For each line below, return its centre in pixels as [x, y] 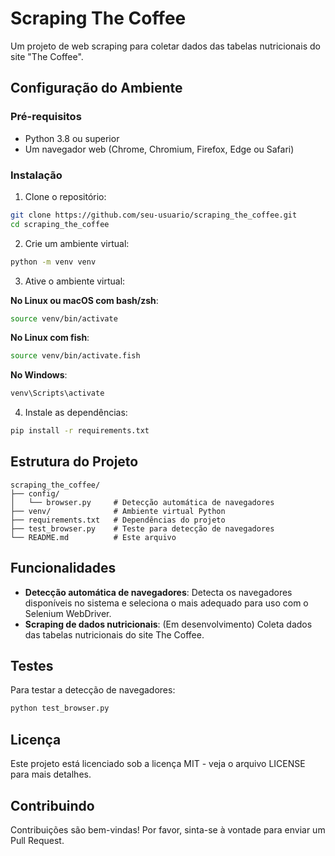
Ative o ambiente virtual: [75, 281]
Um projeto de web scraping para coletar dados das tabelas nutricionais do [165, 46]
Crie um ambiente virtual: [77, 243]
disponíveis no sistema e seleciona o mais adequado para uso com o [166, 603]
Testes [32, 666]
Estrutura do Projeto [74, 462]
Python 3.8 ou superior [72, 138]
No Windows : [39, 375]
